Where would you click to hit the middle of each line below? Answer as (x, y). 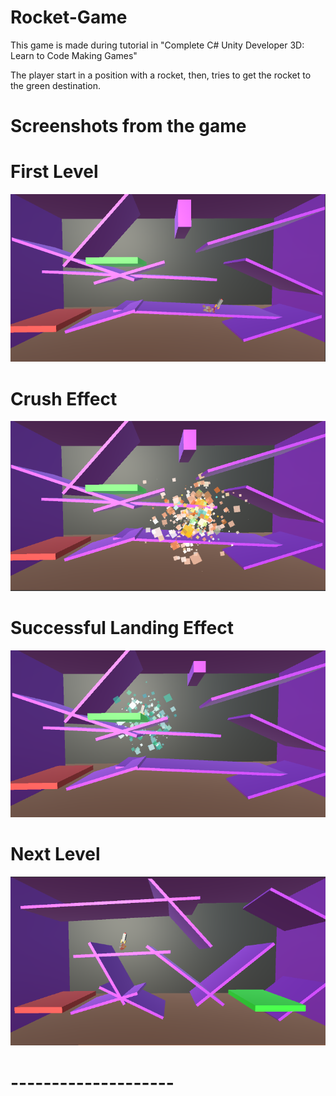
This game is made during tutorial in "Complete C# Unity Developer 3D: (157, 45)
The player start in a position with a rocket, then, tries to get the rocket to (161, 75)
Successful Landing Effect (122, 628)
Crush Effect (64, 398)
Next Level (55, 854)
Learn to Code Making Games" (74, 55)
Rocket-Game (69, 17)
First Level (54, 172)
